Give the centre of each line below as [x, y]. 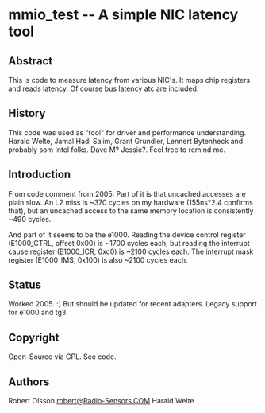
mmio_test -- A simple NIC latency [123, 15]
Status [25, 285]
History [27, 113]
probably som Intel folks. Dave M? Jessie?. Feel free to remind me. [117, 150]
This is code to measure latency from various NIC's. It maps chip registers [129, 80]
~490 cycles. [30, 219]
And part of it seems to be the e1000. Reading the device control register [127, 234]
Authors [29, 382]
